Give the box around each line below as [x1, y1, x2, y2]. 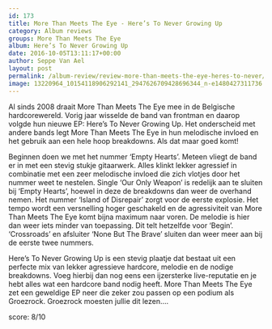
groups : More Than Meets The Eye [8, 34, 121, 43]
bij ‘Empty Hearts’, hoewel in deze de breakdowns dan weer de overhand [8, 186, 252, 196]
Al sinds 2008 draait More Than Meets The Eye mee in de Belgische [8, 102, 236, 112]
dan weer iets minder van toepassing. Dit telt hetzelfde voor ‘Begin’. [8, 220, 234, 230]
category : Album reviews [8, 27, 92, 35]
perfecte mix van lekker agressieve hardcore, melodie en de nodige [8, 262, 234, 272]
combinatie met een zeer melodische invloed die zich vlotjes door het [8, 169, 240, 179]
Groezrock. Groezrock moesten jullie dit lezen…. [8, 296, 169, 306]
